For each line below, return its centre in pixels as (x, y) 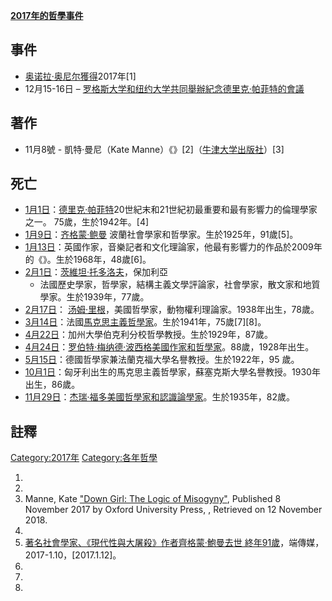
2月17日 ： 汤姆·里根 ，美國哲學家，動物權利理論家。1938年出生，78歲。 (172, 310)
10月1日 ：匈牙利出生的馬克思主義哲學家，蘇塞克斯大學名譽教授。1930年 (172, 372)
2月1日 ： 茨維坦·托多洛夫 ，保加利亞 (96, 272)
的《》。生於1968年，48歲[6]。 (88, 260)
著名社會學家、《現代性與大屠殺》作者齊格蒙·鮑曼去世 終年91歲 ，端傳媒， (174, 543)
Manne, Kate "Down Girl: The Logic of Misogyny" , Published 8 (153, 499)
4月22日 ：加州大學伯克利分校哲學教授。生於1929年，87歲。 (149, 335)
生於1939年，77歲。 (108, 297)
